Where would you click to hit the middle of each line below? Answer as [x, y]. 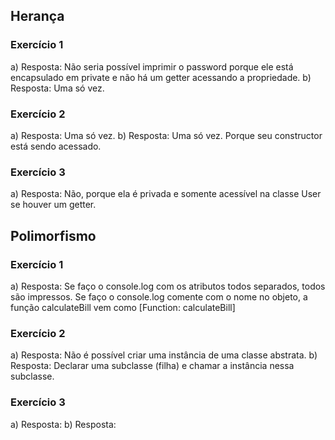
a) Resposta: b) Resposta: [63, 424]
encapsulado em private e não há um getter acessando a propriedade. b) [161, 77]
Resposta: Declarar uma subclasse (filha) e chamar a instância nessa [152, 366]
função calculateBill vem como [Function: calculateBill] [123, 307]
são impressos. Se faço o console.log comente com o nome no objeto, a [159, 296]
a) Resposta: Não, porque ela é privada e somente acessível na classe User [166, 194]
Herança [37, 16]
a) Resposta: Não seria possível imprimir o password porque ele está [152, 66]
